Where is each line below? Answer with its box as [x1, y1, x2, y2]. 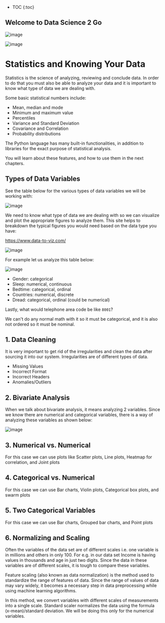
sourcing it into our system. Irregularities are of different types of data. [5, 354, 149, 360]
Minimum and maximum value [12, 110, 74, 116]
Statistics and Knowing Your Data [5, 59, 146, 70]
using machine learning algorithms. [5, 588, 77, 594]
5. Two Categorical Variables [5, 506, 96, 515]
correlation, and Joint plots [5, 459, 60, 465]
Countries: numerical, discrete [12, 291, 74, 297]
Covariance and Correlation [12, 125, 69, 131]
